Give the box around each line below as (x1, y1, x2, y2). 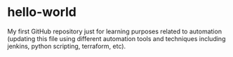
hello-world (7, 4, 77, 20)
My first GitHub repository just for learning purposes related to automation (7, 27, 222, 35)
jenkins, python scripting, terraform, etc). (7, 42, 126, 50)
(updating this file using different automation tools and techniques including (7, 34, 226, 42)
